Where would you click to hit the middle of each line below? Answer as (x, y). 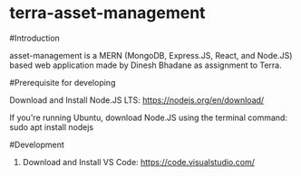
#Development (37, 144)
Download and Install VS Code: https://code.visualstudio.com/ (139, 162)
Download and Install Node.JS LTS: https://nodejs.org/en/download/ (137, 100)
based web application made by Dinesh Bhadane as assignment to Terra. (146, 65)
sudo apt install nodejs (51, 127)
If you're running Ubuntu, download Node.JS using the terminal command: (149, 117)
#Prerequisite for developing (63, 82)
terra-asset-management (107, 13)
